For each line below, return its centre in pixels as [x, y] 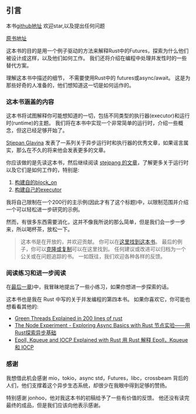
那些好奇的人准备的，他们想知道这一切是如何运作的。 [70, 85]
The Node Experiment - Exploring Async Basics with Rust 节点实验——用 [102, 325]
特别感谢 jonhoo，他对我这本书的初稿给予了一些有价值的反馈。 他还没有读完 [98, 398]
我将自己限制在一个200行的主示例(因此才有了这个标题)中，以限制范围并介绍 [97, 202]
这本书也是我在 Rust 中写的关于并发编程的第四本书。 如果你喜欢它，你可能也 [98, 299]
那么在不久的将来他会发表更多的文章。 [62, 150]
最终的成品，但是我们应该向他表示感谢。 [55, 405]
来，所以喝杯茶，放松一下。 [39, 229]
